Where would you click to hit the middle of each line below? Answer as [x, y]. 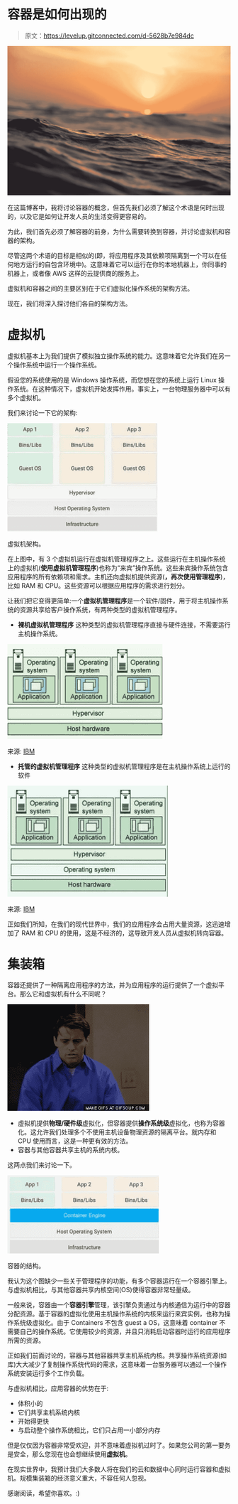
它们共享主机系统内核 [49, 1412]
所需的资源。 [26, 1341]
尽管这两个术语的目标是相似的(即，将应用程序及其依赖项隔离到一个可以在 [114, 255]
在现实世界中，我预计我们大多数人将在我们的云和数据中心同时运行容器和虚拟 [119, 1469]
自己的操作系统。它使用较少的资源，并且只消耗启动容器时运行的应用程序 [125, 1332]
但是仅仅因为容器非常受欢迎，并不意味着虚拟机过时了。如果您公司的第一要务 [119, 1445]
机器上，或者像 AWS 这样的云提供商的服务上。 [75, 273]
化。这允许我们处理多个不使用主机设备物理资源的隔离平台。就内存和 [117, 1132]
